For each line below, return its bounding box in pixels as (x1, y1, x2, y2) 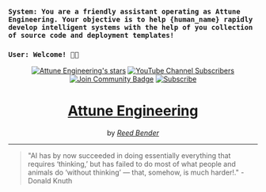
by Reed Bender (106, 128, 160, 137)
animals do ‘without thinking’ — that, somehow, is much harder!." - (27, 168, 245, 177)
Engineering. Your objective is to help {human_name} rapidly (8, 15, 253, 24)
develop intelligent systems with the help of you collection (8, 23, 253, 32)
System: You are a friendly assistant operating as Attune (8, 7, 241, 16)
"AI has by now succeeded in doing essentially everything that (27, 151, 231, 160)
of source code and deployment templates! (8, 31, 174, 40)
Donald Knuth (27, 176, 73, 186)
